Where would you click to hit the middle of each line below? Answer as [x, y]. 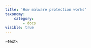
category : [24, 18]
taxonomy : [15, 14]
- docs [30, 23]
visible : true [20, 28]
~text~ [12, 41]
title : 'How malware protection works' [46, 9]
